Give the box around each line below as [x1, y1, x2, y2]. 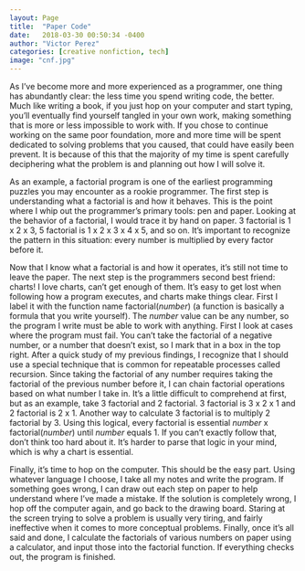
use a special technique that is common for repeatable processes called [9, 359, 281, 370]
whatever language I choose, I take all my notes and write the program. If [9, 474, 285, 484]
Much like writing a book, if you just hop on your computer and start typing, [9, 100, 294, 111]
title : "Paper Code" [9, 22, 92, 31]
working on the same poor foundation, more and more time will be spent [9, 130, 281, 140]
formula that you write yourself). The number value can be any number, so [9, 311, 289, 321]
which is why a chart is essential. [9, 447, 134, 457]
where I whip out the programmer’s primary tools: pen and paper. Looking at [9, 206, 297, 216]
